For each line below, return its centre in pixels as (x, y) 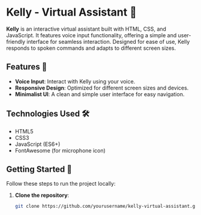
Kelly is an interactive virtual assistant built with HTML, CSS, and (86, 29)
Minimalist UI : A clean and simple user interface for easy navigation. (100, 94)
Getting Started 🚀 (39, 169)
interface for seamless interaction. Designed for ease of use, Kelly (108, 41)
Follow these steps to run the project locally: (61, 184)
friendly (16, 41)
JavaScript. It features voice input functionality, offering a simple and (91, 35)
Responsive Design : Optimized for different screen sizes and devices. (102, 88)
